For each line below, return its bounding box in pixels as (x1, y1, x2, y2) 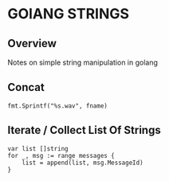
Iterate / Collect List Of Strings (7, 124, 161, 137)
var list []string (7, 144, 69, 152)
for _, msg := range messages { (7, 151, 115, 159)
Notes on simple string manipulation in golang (7, 57, 159, 67)
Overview (7, 37, 57, 50)
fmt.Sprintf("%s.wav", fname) (7, 101, 108, 110)
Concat (7, 81, 45, 94)
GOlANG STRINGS (7, 5, 129, 23)
